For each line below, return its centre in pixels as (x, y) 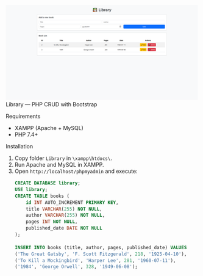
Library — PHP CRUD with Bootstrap (52, 104)
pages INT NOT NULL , (52, 222)
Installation (20, 147)
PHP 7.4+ (26, 135)
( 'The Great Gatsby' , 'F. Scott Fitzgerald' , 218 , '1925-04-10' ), (101, 254)
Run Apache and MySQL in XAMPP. (59, 165)
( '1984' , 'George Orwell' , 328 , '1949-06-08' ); (76, 267)
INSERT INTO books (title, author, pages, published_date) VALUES (101, 247)
